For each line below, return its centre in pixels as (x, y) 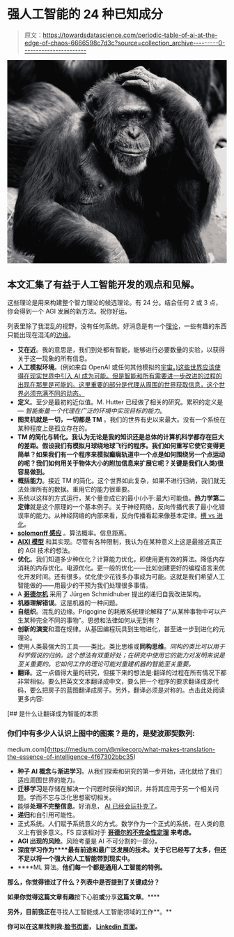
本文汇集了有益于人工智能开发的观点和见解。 (103, 285)
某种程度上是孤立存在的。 (54, 428)
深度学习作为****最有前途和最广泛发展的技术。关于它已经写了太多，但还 (122, 850)
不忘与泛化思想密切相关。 (78, 797)
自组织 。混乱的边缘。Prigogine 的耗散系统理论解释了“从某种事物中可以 (119, 612)
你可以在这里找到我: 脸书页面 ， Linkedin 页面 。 (74, 927)
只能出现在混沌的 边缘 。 (41, 335)
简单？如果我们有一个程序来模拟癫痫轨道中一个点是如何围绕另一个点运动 (121, 455)
